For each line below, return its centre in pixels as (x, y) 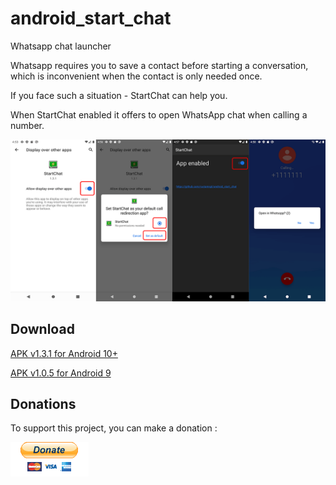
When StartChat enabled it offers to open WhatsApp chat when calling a (159, 114)
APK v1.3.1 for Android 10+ (64, 353)
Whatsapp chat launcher (61, 46)
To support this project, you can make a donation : (114, 428)
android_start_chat (91, 18)
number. (27, 125)
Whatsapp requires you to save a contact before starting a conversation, (159, 65)
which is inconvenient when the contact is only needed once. (136, 76)
